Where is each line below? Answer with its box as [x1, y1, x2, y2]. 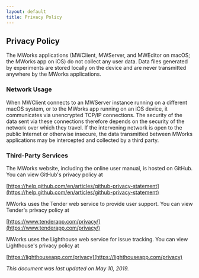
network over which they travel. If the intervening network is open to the [6, 124, 182, 131]
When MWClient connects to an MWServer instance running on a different [6, 99, 188, 106]
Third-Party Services [6, 151, 68, 160]
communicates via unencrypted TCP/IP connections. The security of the [6, 111, 182, 118]
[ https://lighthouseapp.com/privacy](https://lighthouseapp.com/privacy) [6, 253, 182, 260]
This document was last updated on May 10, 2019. [6, 264, 129, 272]
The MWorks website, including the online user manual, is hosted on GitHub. [6, 164, 193, 172]
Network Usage [6, 85, 52, 93]
